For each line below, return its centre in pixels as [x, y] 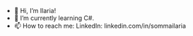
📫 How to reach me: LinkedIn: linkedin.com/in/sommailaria [100, 26]
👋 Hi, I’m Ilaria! [35, 11]
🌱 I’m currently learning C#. [54, 18]
